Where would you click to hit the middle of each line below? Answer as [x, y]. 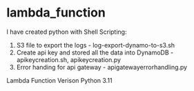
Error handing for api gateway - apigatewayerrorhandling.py [102, 67]
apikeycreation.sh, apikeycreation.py [69, 59]
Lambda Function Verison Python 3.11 [59, 80]
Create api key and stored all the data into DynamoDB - [95, 52]
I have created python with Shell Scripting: [67, 32]
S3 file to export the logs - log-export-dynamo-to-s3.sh [96, 45]
